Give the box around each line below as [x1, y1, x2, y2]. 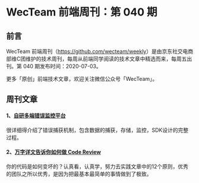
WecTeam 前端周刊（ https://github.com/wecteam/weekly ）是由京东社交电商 [6, 48, 194, 55]
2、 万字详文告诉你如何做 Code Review [6, 149, 101, 156]
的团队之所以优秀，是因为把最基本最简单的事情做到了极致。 [6, 170, 152, 177]
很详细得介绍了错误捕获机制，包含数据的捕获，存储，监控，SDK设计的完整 [6, 126, 189, 134]
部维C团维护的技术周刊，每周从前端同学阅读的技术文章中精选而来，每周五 [6, 55, 187, 62]
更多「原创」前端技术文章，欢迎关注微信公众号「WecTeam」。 [6, 75, 158, 82]
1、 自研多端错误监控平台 [6, 112, 67, 119]
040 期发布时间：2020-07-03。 [23, 63, 102, 70]
